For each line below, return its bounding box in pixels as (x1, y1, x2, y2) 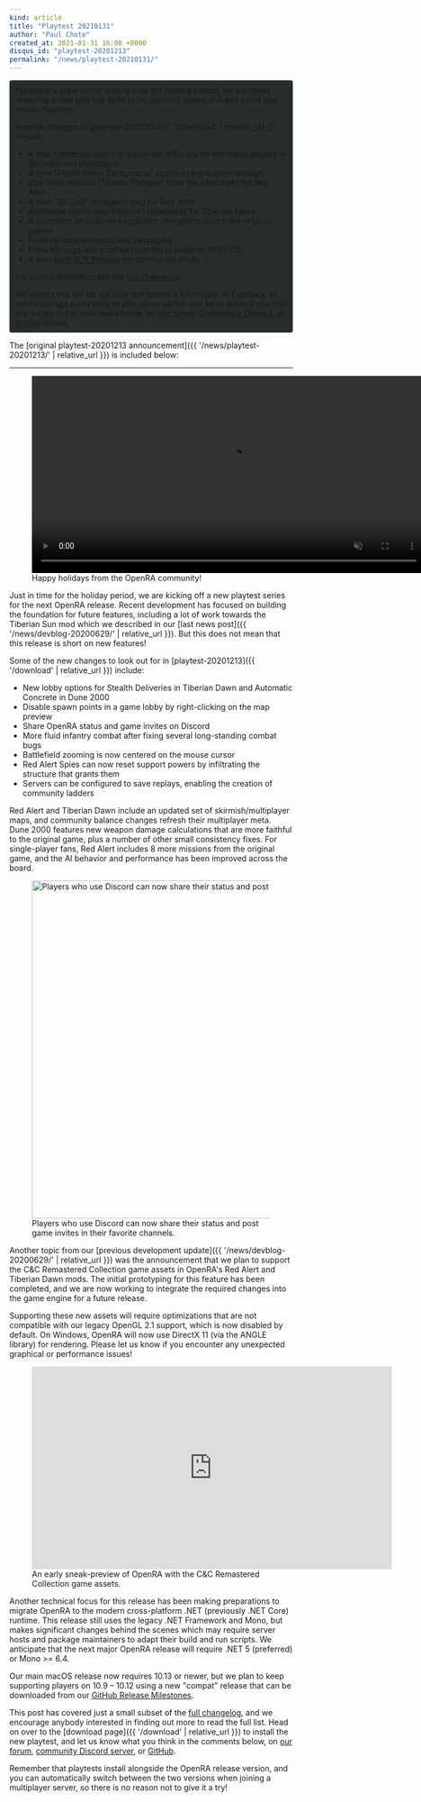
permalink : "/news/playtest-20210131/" (9, 55, 159, 64)
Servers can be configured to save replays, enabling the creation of (22, 778, 273, 788)
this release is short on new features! (9, 638, 147, 649)
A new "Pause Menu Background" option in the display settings (28, 168, 264, 178)
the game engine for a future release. (9, 1293, 148, 1303)
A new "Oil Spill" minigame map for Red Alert (28, 196, 195, 207)
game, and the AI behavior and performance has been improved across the (9, 853, 288, 863)
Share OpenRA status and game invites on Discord (22, 721, 210, 731)
